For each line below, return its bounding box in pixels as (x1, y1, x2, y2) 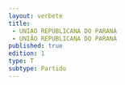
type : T (8, 57, 35, 66)
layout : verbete (8, 11, 63, 20)
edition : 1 (8, 49, 45, 57)
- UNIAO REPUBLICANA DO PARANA (11, 27, 117, 35)
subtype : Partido (8, 65, 67, 73)
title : (8, 19, 31, 28)
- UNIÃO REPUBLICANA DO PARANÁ (11, 34, 117, 43)
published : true (8, 42, 63, 50)
